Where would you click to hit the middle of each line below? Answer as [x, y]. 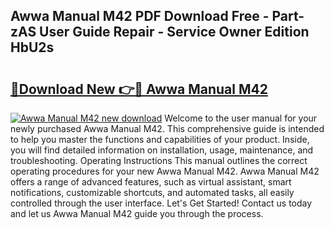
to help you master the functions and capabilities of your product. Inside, [160, 139]
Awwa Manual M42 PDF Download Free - [140, 16]
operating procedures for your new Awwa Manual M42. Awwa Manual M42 [165, 171]
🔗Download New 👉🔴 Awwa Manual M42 [139, 89]
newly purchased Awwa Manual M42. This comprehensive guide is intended [167, 128]
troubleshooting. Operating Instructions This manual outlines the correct [159, 160]
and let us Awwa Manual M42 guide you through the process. [137, 213]
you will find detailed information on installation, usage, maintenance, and [162, 150]
